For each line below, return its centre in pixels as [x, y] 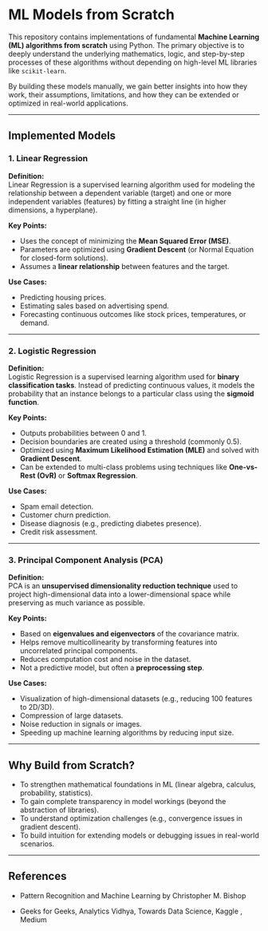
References [37, 876]
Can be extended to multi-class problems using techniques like [123, 467]
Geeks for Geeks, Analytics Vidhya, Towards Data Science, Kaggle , [131, 911]
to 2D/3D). [37, 707]
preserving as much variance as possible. [77, 603]
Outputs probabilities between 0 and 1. [83, 433]
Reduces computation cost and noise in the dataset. [105, 660]
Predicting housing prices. [63, 297]
